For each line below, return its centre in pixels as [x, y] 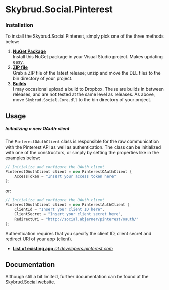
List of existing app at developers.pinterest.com [63, 248]
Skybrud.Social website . [30, 282]
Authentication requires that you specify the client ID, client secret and [78, 233]
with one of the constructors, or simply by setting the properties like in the [82, 152]
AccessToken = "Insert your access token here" [65, 176]
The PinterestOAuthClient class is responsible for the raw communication [82, 141]
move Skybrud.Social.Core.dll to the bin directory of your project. [82, 100]
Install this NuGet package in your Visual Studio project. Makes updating [88, 57]
